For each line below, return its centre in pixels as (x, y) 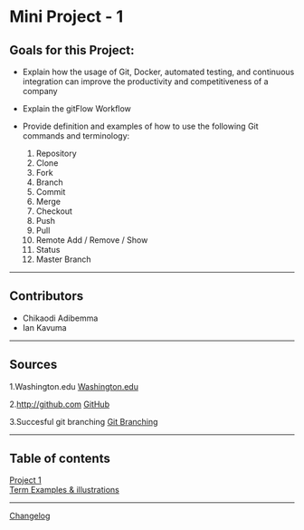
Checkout (54, 211)
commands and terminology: (76, 136)
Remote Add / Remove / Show (92, 240)
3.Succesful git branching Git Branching (84, 421)
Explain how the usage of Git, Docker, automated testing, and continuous (158, 72)
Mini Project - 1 (66, 17)
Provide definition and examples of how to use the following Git (141, 126)
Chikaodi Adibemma (60, 318)
